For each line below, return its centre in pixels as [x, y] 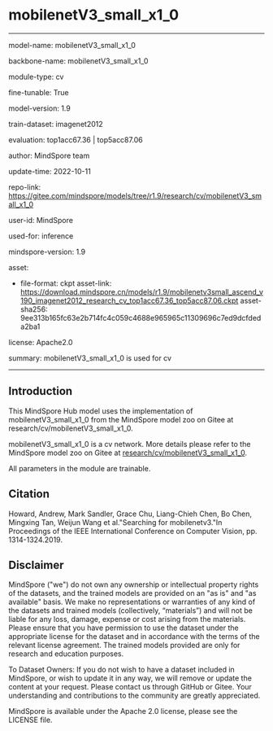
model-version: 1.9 [39, 108]
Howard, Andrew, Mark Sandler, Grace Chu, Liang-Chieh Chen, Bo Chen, [130, 514]
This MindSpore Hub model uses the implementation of [101, 411]
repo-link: [25, 187]
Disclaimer [36, 565]
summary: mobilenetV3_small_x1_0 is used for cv [90, 358]
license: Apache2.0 [41, 342]
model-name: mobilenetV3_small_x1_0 [72, 45]
